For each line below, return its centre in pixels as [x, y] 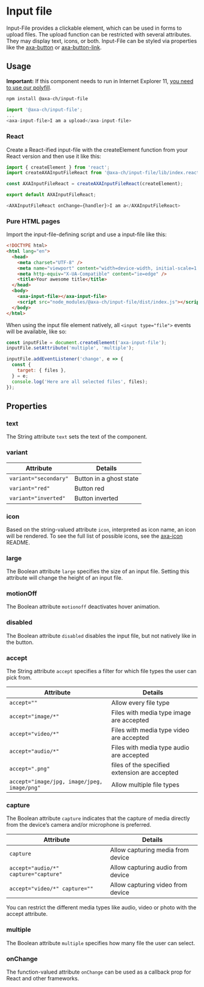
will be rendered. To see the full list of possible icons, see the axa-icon [95, 536]
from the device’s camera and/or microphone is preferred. [79, 825]
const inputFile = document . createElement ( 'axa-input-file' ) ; [87, 342]
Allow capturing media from [150, 850]
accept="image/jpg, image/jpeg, [56, 782]
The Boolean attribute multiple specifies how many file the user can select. [101, 943]
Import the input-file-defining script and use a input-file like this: [87, 234]
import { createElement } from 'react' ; [58, 167]
